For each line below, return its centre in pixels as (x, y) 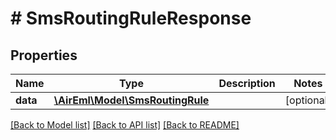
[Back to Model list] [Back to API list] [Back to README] (125, 125)
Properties (44, 55)
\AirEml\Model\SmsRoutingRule (131, 100)
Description (247, 83)
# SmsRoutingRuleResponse (131, 18)
